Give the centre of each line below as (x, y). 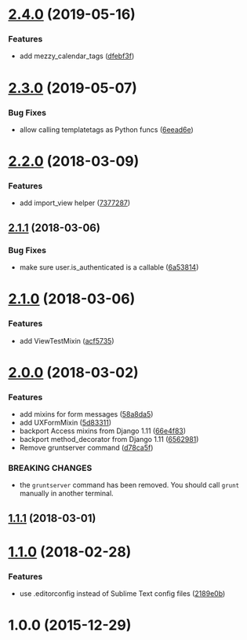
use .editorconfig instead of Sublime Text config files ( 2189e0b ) (122, 594)
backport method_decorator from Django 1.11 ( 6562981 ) (109, 440)
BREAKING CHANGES (50, 468)
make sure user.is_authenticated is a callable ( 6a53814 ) (109, 267)
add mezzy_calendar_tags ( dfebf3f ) (77, 56)
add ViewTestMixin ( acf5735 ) (67, 340)
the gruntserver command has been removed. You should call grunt (129, 485)
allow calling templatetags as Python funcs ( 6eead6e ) (106, 129)
